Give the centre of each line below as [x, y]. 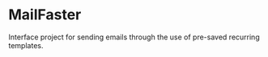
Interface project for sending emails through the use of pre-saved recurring [134, 37]
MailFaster [45, 15]
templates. [26, 45]
